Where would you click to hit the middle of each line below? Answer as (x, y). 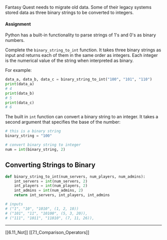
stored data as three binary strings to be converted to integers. (70, 12)
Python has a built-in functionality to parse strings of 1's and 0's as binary (81, 35)
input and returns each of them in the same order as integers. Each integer (82, 55)
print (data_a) (20, 84)
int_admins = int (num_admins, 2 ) (49, 191)
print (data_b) (20, 93)
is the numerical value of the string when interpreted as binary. (70, 61)
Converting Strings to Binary (50, 165)
